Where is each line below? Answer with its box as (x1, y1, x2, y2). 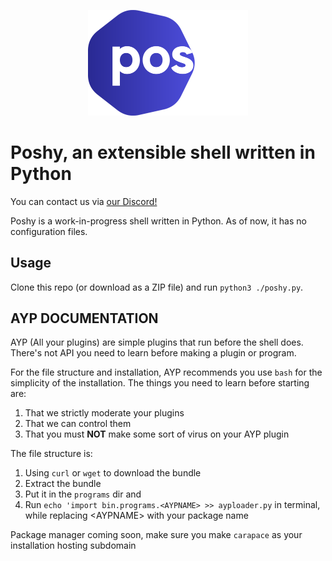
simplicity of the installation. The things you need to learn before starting (10, 377, 310, 389)
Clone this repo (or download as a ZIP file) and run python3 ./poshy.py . (10, 281, 304, 293)
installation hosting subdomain (10, 540, 137, 552)
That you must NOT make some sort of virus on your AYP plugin (24, 428, 290, 440)
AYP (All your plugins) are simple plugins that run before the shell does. (10, 336, 304, 349)
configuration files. (10, 225, 88, 237)
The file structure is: (10, 448, 93, 460)
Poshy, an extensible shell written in (10, 141, 316, 164)
